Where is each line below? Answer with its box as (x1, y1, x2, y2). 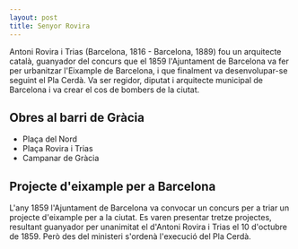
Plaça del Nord (22, 133, 78, 144)
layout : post (9, 13, 58, 22)
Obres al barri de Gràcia (9, 109, 145, 125)
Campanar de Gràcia (22, 153, 100, 164)
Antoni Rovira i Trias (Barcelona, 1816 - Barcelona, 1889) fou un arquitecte (9, 46, 282, 56)
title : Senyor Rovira (9, 21, 91, 30)
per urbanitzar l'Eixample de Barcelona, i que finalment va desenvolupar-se (9, 64, 288, 76)
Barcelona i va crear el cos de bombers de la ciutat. (9, 84, 200, 95)
